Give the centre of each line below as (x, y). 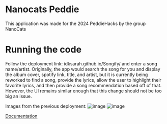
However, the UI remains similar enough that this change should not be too (83, 91)
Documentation (21, 116)
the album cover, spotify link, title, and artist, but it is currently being (77, 75)
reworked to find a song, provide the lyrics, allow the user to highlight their (83, 80)
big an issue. (19, 96)
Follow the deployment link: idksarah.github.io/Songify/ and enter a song (81, 64)
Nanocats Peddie (42, 9)
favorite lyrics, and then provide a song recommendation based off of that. (83, 85)
